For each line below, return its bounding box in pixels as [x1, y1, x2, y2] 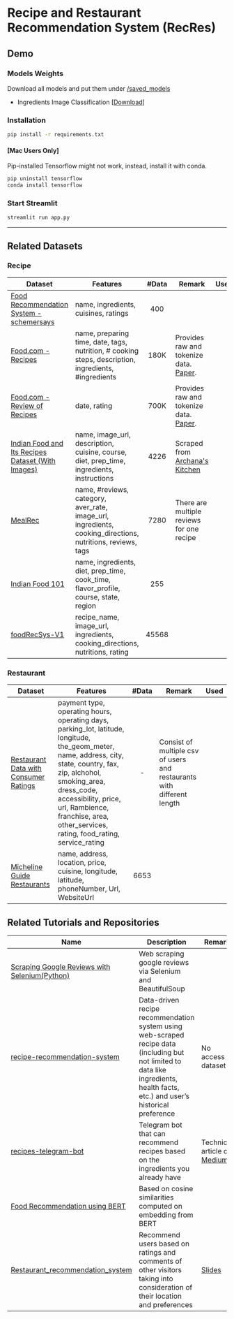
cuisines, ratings [75, 308, 129, 318]
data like [139, 1065, 167, 1074]
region [75, 601, 96, 611]
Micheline [10, 862, 43, 872]
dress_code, [58, 785, 98, 795]
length [159, 799, 180, 808]
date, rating [75, 400, 113, 410]
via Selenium [139, 966, 181, 976]
